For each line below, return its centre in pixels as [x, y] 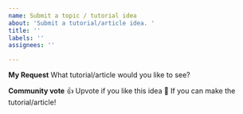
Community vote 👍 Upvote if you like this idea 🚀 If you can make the [122, 91]
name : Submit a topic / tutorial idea [73, 16]
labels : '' [26, 38]
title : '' [25, 30]
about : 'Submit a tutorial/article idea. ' [82, 23]
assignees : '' [32, 45]
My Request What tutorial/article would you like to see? [100, 75]
